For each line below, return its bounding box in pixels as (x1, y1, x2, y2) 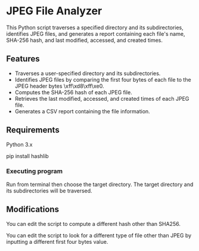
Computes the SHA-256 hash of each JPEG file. (14, 88, 132, 96)
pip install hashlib (6, 152, 49, 159)
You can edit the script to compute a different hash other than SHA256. (6, 220, 181, 227)
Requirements (6, 125, 60, 135)
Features (6, 54, 40, 64)
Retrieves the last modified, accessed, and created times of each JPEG (14, 95, 189, 102)
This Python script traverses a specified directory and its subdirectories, (6, 24, 184, 31)
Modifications (6, 204, 60, 215)
